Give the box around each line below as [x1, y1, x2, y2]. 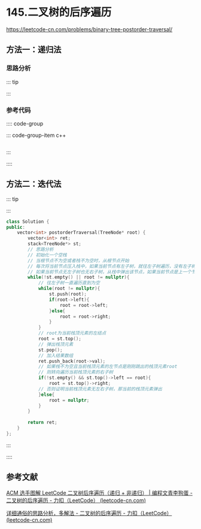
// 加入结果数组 [38, 352, 74, 358]
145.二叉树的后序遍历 [6, 5, 112, 19]
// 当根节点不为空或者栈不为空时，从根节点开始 [28, 258, 130, 264]
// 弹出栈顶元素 [38, 341, 74, 347]
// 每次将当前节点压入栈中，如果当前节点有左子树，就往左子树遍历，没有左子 [28, 263, 191, 269]
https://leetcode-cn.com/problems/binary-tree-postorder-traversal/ [6, 25, 173, 33]
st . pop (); [38, 346, 63, 353]
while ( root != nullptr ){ [38, 286, 100, 292]
